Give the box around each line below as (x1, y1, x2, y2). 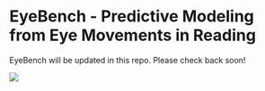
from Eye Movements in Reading (9, 25, 256, 45)
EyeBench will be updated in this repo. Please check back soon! (9, 54, 246, 65)
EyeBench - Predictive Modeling (9, 6, 254, 27)
